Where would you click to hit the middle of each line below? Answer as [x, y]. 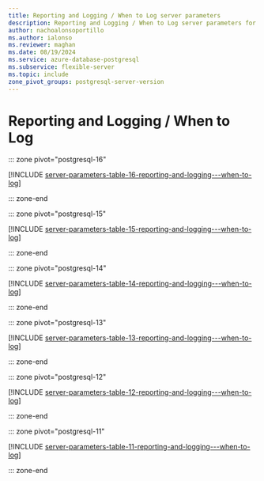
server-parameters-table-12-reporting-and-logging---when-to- [148, 392]
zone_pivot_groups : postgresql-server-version [86, 81]
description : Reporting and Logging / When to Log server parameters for [132, 23]
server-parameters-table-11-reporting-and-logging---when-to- [147, 447]
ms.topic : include [38, 74]
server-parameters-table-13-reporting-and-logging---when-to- [148, 338]
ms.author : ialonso [40, 38]
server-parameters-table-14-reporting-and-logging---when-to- [148, 284]
